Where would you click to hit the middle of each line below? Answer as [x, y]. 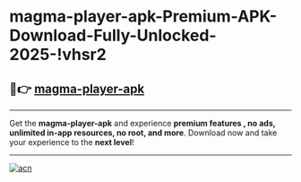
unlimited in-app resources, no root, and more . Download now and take [143, 133]
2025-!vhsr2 [58, 55]
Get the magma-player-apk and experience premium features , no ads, [142, 123]
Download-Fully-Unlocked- [113, 35]
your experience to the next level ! [72, 142]
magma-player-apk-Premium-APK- [143, 17]
